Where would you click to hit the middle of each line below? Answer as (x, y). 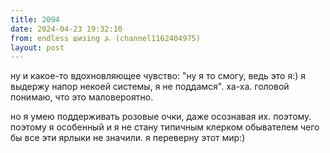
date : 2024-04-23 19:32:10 (66, 29)
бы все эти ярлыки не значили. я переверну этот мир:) (128, 138)
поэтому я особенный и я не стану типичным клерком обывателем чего (165, 127)
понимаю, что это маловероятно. (82, 97)
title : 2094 (35, 19)
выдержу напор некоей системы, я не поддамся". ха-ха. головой (150, 87)
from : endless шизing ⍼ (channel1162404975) (105, 38)
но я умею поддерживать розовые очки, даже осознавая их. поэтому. (161, 117)
